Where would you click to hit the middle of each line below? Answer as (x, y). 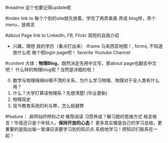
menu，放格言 (20, 25)
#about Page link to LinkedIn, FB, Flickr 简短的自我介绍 (62, 35)
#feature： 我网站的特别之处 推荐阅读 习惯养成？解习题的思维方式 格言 (79, 116)
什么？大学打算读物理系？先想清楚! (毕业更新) (60, 93)
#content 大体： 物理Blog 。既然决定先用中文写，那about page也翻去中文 (81, 63)
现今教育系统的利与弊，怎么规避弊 (48, 106)
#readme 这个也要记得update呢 (38, 7)
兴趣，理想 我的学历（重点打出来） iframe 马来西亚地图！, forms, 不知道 (88, 46)
